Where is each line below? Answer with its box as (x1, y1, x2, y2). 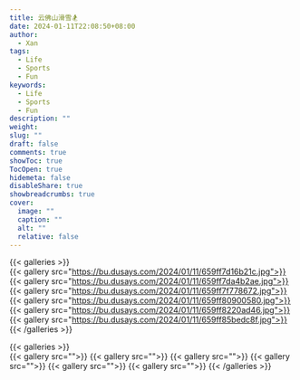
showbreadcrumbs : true (9, 190, 95, 199)
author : (9, 30, 39, 39)
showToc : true (9, 156, 63, 166)
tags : (9, 47, 30, 56)
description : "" (9, 114, 71, 123)
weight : (9, 123, 39, 132)
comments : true (9, 147, 67, 157)
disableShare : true (9, 182, 83, 191)
